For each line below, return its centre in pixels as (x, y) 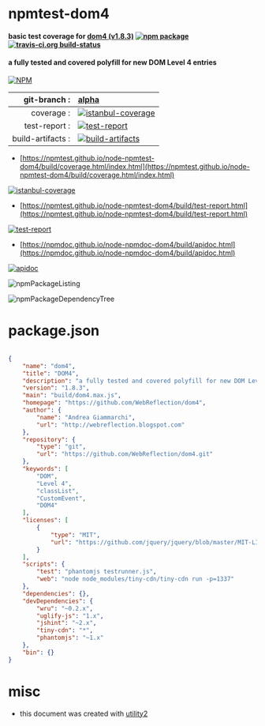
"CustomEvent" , (62, 498)
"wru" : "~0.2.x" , (65, 608)
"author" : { (42, 410)
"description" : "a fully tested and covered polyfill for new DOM (134, 381)
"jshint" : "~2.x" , (67, 623)
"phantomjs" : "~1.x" (70, 638)
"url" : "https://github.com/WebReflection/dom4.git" (125, 454)
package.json (54, 331)
